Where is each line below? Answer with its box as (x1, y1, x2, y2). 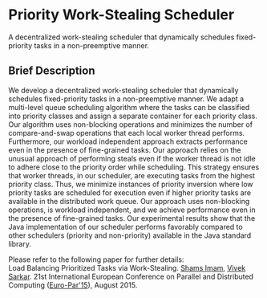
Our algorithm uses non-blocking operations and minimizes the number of (8, 119, 253, 129)
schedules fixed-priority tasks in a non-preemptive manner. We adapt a (8, 94, 245, 104)
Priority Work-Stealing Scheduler (8, 6, 235, 24)
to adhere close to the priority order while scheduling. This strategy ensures (8, 162, 260, 172)
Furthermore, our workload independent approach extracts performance (8, 137, 249, 146)
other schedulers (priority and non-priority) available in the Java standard (8, 231, 252, 240)
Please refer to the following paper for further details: (8, 255, 184, 264)
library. (8, 239, 32, 248)
